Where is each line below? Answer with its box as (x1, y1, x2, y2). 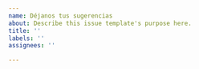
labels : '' (8, 34, 45, 43)
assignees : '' (8, 42, 56, 50)
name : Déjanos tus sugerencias (8, 11, 113, 20)
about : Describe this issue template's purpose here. (8, 19, 193, 27)
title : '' (8, 26, 42, 34)
